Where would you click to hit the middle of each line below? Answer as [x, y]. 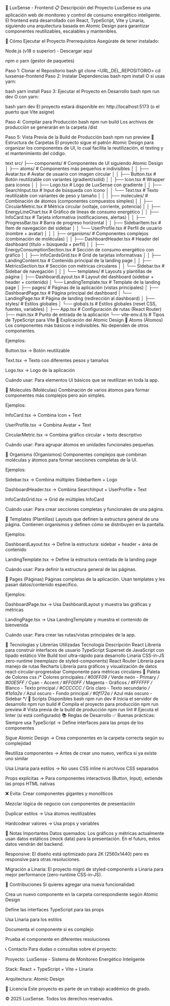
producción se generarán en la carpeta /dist [51, 127]
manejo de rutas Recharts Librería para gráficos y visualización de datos [81, 666]
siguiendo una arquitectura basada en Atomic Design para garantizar [77, 26]
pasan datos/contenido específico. [42, 584]
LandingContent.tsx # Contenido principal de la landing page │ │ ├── [78, 261]
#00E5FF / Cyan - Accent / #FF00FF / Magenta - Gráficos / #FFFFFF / [79, 682]
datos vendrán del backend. [35, 844]
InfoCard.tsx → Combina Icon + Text [43, 415]
